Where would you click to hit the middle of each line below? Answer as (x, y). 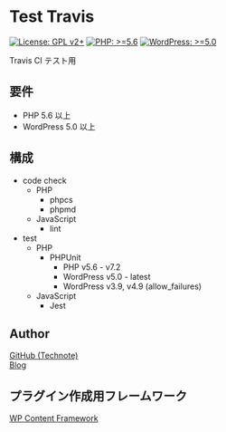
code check (44, 180)
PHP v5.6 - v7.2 (92, 267)
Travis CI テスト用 (43, 60)
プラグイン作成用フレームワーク (99, 396)
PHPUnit (65, 257)
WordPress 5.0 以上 (59, 126)
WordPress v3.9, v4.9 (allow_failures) (132, 286)
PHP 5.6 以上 (47, 115)
